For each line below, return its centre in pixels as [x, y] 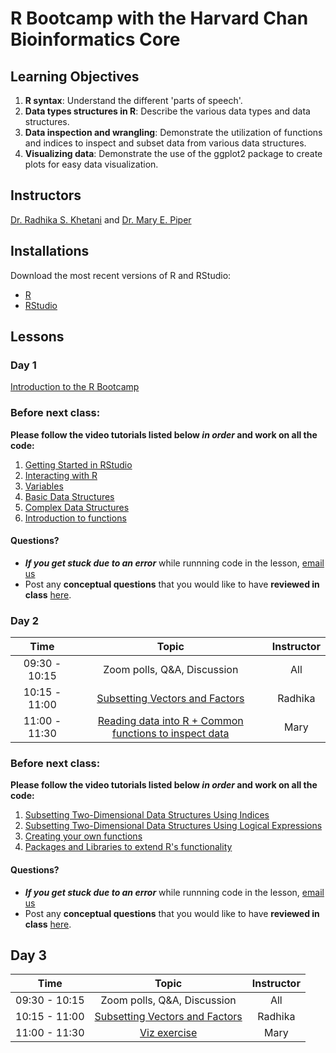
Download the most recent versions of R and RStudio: [121, 275]
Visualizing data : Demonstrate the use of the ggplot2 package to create [173, 153]
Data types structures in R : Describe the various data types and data [167, 111]
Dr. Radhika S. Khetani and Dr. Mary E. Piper [101, 219]
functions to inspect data [171, 734]
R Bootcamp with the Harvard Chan [159, 18]
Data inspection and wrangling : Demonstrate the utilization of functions [173, 132]
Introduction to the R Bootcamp [75, 387]
